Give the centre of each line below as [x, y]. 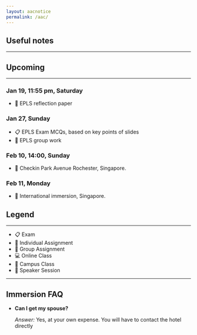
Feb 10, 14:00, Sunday [38, 155]
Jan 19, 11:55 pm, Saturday [45, 91]
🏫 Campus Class [34, 264]
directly [24, 326]
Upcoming [26, 67]
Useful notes [30, 41]
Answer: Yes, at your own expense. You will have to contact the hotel [98, 319]
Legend [20, 214]
